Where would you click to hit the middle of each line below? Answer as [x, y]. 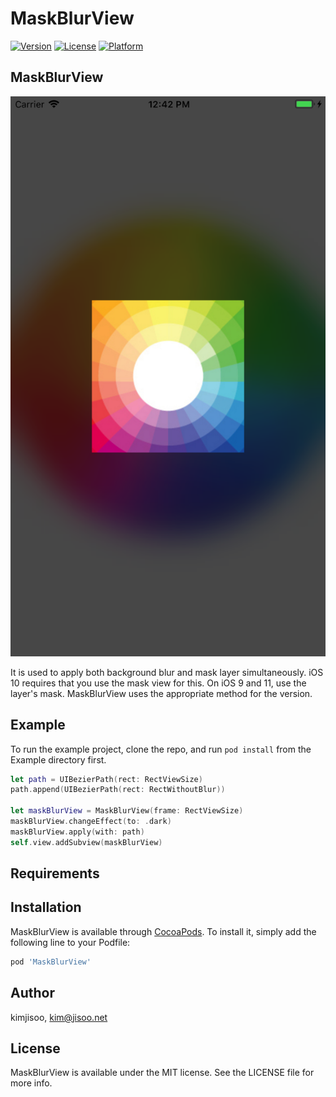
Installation [46, 907]
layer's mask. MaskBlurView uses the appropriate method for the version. [161, 693]
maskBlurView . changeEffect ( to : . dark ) [91, 822]
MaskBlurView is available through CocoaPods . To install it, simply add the [163, 931]
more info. [31, 1083]
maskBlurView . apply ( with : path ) [77, 832]
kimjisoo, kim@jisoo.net [59, 1017]
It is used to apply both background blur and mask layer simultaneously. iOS [167, 672]
